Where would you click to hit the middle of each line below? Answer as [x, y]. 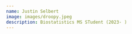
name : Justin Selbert [33, 11]
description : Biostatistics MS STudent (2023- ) [67, 22]
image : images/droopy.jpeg [39, 17]
